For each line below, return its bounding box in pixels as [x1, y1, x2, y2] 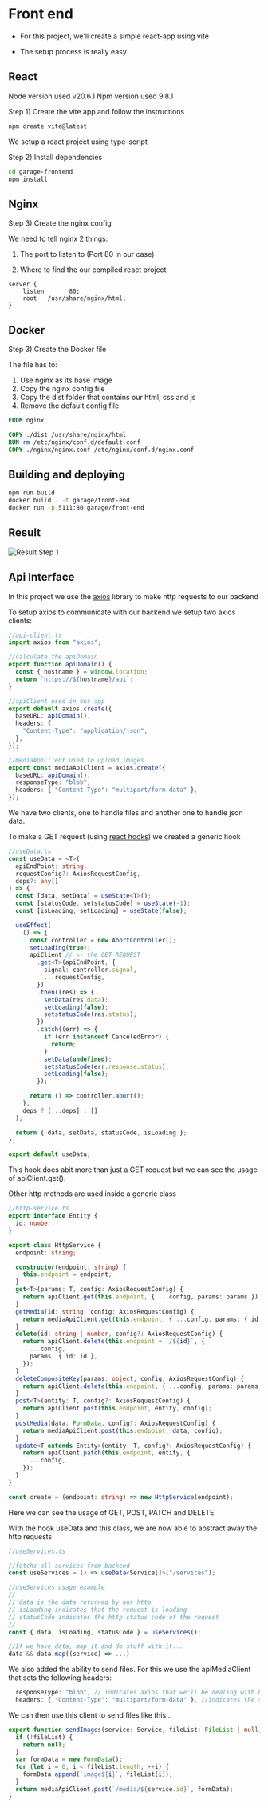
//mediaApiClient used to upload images [8, 756, 145, 764]
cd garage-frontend [8, 167, 73, 176]
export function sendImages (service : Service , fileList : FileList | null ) [8, 1726, 262, 1734]
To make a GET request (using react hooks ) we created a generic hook [8, 832, 241, 842]
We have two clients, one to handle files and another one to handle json [8, 808, 243, 818]
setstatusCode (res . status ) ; [43, 1010, 137, 1018]
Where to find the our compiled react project [19, 265, 167, 274]
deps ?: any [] [15, 877, 59, 885]
